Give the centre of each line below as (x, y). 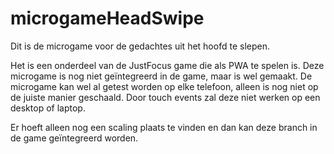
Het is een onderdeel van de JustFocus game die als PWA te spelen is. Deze (167, 65)
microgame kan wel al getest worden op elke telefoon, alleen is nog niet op (164, 86)
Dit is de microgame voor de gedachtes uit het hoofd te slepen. (140, 46)
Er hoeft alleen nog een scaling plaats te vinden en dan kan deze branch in (164, 127)
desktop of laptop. (48, 108)
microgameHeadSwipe (107, 18)
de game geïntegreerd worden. (74, 138)
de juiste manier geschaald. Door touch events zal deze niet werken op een (165, 97)
